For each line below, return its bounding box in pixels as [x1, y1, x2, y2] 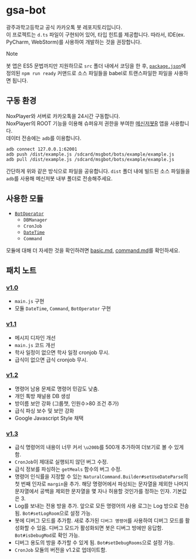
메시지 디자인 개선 [14, 334, 56, 341]
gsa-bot [6, 4, 46, 17]
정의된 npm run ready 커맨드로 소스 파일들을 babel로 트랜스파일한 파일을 [6, 69, 173, 76]
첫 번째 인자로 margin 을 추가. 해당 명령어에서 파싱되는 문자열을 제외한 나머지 [14, 480, 189, 487]
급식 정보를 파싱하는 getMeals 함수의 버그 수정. [14, 466, 122, 473]
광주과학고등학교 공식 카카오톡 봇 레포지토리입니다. [6, 23, 123, 31]
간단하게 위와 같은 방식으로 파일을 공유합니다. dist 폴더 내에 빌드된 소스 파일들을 [6, 167, 191, 174]
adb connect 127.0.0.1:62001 [6, 146, 77, 152]
